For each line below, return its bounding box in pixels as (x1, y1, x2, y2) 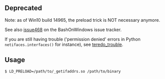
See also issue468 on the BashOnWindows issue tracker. (4, 27, 122, 33)
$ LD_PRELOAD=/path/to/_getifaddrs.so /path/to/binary (4, 69, 121, 74)
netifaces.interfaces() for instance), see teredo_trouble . (4, 41, 124, 47)
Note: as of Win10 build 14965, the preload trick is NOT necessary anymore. (4, 17, 161, 23)
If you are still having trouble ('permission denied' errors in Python (4, 36, 141, 42)
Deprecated (4, 4, 42, 12)
